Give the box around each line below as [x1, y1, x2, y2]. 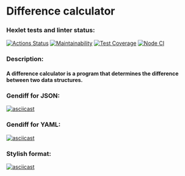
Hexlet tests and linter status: [6, 26, 95, 35]
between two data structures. [6, 76, 83, 83]
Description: [6, 55, 44, 63]
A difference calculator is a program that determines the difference [6, 70, 179, 77]
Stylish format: [6, 149, 52, 158]
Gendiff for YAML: [6, 120, 61, 129]
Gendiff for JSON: [6, 91, 60, 100]
